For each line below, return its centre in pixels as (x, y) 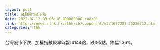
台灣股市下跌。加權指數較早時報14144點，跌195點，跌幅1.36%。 (70, 43)
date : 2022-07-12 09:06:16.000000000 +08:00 (51, 19)
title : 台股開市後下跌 (26, 14)
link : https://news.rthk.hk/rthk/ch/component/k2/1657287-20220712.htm (80, 23)
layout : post (18, 10)
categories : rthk (23, 28)
